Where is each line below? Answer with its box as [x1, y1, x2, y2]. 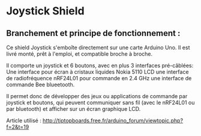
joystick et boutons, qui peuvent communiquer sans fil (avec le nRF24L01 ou [6, 99, 195, 106]
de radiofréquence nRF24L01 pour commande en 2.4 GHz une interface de [6, 75, 192, 81]
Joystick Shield [6, 4, 85, 18]
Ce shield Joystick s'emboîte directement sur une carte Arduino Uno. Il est [6, 44, 190, 51]
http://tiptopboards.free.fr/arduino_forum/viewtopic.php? [43, 117, 184, 124]
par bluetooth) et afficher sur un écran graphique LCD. [6, 105, 141, 112]
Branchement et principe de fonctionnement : [6, 28, 181, 38]
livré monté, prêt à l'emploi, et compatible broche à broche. [6, 50, 153, 58]
